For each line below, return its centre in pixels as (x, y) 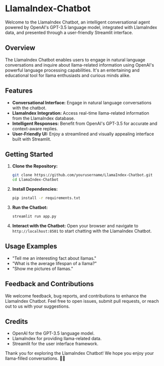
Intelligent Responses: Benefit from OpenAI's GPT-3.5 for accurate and (85, 123)
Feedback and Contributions (49, 284)
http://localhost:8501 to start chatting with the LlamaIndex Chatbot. (82, 231)
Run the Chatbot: (30, 207)
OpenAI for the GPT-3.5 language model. (53, 333)
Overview (20, 48)
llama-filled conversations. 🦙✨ (35, 359)
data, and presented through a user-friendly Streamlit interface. (69, 32)
